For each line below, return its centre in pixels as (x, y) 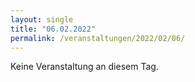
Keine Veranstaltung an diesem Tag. (84, 67)
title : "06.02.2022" (53, 29)
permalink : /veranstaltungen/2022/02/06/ (98, 38)
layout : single (42, 19)
